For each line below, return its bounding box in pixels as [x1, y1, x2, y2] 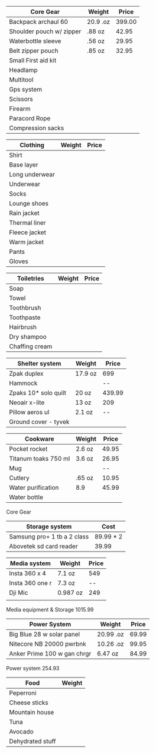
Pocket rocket [9, 445, 48, 453]
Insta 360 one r [9, 579, 52, 587]
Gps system [9, 86, 43, 93]
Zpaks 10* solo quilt [9, 389, 67, 397]
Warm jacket [9, 238, 44, 246]
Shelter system [17, 360, 61, 367]
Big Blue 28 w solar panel [9, 630, 80, 638]
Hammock [9, 379, 38, 387]
